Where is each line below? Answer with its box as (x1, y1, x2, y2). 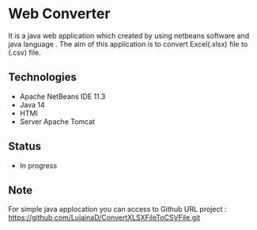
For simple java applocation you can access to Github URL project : (8, 205, 227, 214)
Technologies (8, 70, 77, 84)
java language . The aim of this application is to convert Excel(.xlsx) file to (8, 39, 248, 48)
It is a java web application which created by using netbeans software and (8, 31, 250, 40)
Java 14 (19, 100, 45, 109)
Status (8, 140, 42, 153)
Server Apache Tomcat (19, 116, 96, 126)
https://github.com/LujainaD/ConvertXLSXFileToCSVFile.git (8, 213, 201, 222)
